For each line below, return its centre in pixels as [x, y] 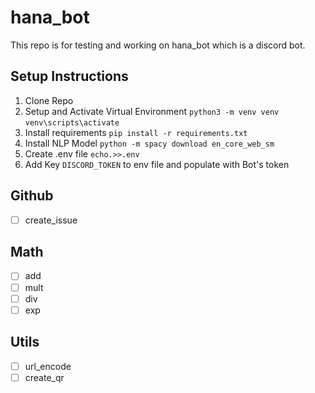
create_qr [44, 377]
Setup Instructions [69, 76]
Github [32, 196]
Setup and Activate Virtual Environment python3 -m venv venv [152, 111]
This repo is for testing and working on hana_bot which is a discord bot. [158, 45]
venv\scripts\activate [72, 122]
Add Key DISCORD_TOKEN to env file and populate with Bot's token [157, 164]
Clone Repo [49, 100]
